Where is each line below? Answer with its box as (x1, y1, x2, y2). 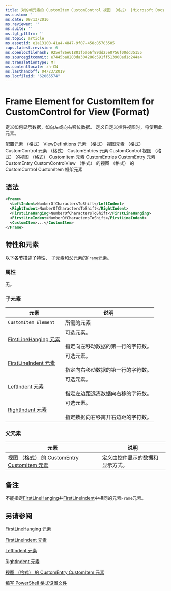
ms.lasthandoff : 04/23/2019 (5, 69, 65, 74)
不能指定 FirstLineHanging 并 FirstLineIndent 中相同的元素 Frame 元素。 (5, 495, 147, 501)
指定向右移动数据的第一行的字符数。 (65, 367, 152, 374)
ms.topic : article (5, 36, 44, 41)
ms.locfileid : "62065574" (5, 74, 60, 79)
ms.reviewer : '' (5, 21, 40, 27)
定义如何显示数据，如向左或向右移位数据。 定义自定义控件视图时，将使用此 (5, 124, 163, 130)
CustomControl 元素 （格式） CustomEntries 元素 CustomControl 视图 (5, 147, 152, 153)
